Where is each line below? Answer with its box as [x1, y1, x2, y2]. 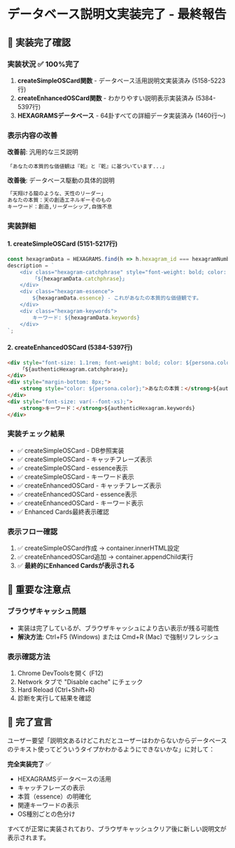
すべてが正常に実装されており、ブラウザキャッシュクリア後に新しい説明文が [7, 824, 227, 833]
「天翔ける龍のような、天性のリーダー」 [7, 190, 106, 197]
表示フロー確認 [7, 526, 58, 536]
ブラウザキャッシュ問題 [7, 607, 86, 616]
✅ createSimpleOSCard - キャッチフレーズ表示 [17, 455, 152, 463]
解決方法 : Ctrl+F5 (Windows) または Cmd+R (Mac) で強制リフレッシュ [17, 633, 220, 641]
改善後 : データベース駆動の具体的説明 [7, 176, 115, 185]
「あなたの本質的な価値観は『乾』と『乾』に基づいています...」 [7, 163, 168, 170]
